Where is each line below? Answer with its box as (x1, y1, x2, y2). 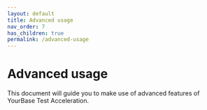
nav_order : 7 (7, 23, 45, 30)
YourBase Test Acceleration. (7, 97, 90, 105)
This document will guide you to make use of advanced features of (7, 89, 200, 97)
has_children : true (7, 29, 64, 37)
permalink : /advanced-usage (7, 36, 90, 43)
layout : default (7, 10, 55, 17)
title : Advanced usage (7, 17, 73, 24)
